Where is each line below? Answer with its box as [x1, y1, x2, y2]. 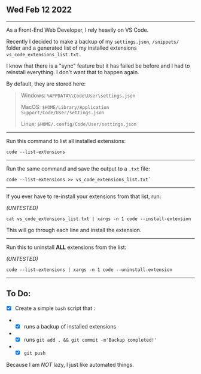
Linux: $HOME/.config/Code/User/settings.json [20, 120, 137, 127]
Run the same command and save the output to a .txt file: [6, 165, 150, 172]
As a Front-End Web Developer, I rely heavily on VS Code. [6, 26, 149, 34]
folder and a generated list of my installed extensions [6, 44, 137, 51]
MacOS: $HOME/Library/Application [20, 103, 109, 110]
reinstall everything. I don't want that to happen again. [6, 68, 139, 75]
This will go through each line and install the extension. [6, 226, 142, 233]
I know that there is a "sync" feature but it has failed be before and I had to [6, 62, 190, 69]
